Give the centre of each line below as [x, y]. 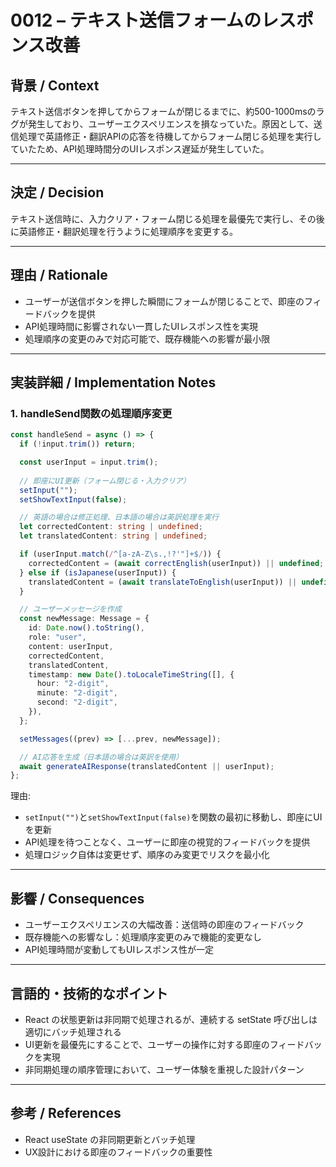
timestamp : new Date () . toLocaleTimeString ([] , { [131, 674]
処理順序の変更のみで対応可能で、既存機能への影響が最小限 [147, 338]
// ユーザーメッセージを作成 [70, 609]
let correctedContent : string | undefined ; [111, 527]
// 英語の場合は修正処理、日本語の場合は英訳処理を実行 [119, 517]
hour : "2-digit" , [73, 684]
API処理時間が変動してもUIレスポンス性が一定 [119, 950]
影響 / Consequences [77, 898]
